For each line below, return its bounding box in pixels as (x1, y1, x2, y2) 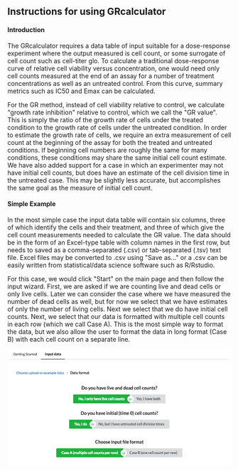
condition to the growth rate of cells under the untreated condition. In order (7, 123, 227, 131)
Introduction (7, 25, 45, 34)
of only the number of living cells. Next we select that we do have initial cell (7, 305, 228, 313)
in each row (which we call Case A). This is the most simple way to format (7, 320, 224, 328)
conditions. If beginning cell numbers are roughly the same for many (7, 146, 207, 154)
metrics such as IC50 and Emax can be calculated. (7, 87, 156, 95)
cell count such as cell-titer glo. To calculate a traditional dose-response (7, 56, 220, 65)
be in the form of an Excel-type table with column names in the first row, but (7, 238, 230, 247)
